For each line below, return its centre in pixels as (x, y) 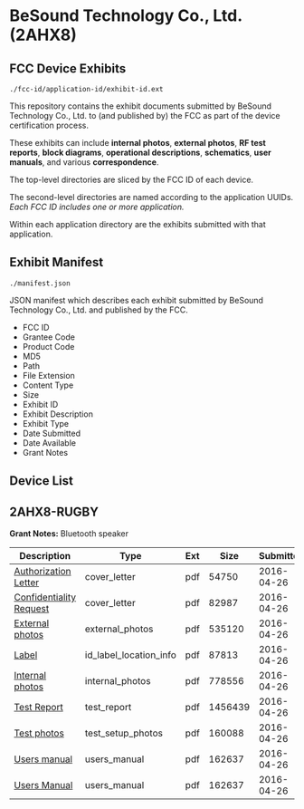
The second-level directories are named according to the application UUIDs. (152, 197)
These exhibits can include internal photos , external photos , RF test (138, 143)
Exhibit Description (57, 414)
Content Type (48, 385)
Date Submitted (52, 433)
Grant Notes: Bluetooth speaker (69, 534)
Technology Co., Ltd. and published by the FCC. (99, 310)
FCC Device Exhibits (68, 68)
